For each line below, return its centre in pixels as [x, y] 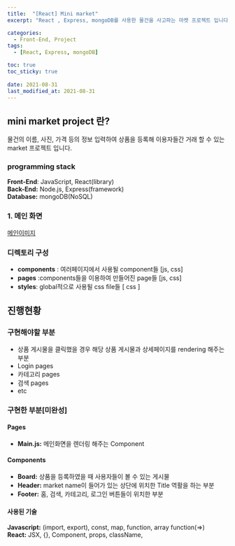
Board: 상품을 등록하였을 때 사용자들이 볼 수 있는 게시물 [93, 477]
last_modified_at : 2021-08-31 [51, 91]
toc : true [22, 65]
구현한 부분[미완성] [37, 410]
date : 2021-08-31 [33, 85]
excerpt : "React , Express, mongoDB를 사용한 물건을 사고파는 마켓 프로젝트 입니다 [118, 20]
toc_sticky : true [33, 71]
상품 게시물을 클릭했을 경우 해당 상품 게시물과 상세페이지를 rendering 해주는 [121, 349]
